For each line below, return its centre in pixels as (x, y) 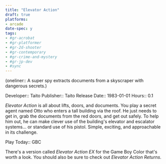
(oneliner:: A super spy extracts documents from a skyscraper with (74, 81)
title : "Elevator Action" (32, 10)
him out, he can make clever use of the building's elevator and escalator (80, 122)
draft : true (18, 15)
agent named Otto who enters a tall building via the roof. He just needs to (81, 111)
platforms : (17, 19)
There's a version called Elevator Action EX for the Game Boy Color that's (81, 152)
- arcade (14, 24)
